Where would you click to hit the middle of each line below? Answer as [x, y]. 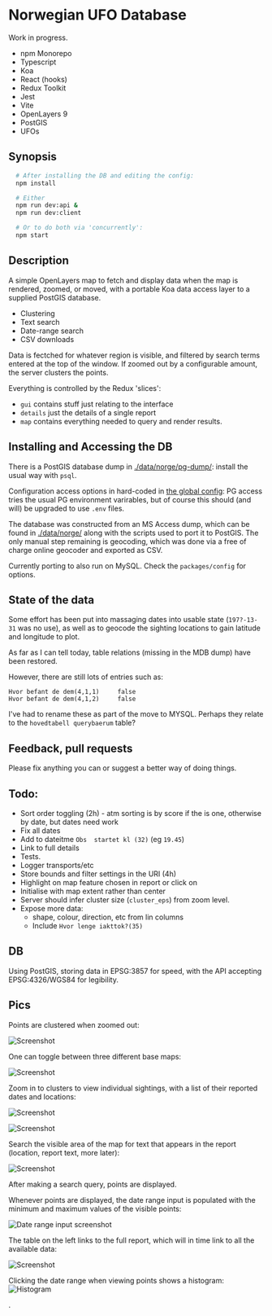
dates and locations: [42, 1096]
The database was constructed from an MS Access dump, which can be [129, 524]
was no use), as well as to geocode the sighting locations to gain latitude [139, 628]
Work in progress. [38, 37]
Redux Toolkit [43, 88]
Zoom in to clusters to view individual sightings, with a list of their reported [133, 1088]
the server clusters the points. [58, 372]
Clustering [37, 313]
